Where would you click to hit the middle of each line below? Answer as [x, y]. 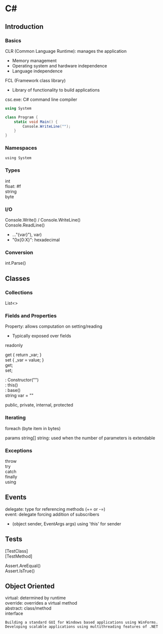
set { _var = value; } [24, 360]
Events [16, 497]
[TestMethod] [19, 556]
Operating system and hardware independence [60, 66]
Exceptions [19, 451]
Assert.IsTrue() [20, 571]
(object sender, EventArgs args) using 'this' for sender [67, 523]
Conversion [19, 252]
